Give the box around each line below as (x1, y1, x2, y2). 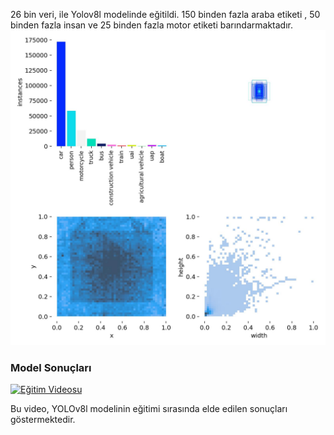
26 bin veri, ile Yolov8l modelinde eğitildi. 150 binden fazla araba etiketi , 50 (10, 9, 321, 20)
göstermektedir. (10, 414, 76, 426)
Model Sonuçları (10, 360, 92, 374)
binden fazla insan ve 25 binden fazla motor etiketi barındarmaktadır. (10, 19, 293, 31)
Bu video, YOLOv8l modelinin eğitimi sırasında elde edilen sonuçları (10, 403, 288, 415)
